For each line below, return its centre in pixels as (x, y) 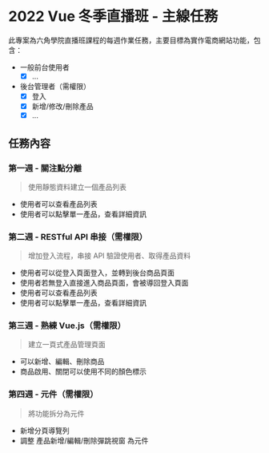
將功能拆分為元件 (56, 413)
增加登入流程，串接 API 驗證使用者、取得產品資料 (109, 256)
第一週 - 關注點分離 (45, 168)
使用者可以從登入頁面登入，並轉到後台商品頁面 (97, 273)
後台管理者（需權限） (55, 86)
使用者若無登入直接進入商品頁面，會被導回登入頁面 (104, 283)
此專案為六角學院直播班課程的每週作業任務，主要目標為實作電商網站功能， (131, 40)
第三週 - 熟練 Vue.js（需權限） (67, 326)
